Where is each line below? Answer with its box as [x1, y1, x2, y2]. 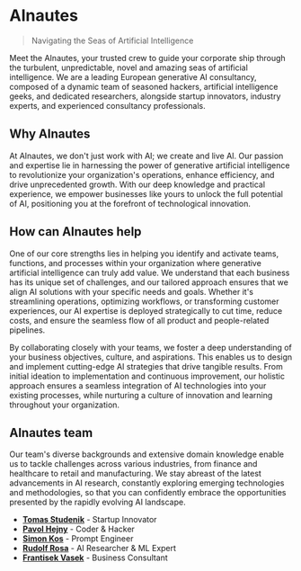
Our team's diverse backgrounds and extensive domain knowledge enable [9, 449, 285, 459]
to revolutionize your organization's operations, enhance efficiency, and [9, 169, 275, 180]
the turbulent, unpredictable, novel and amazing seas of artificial [9, 62, 249, 73]
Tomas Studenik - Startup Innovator [22, 514, 157, 525]
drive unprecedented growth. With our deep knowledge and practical [9, 179, 266, 190]
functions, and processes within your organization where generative [9, 257, 262, 268]
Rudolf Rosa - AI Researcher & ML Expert [22, 543, 177, 554]
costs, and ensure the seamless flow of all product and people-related [9, 315, 270, 326]
